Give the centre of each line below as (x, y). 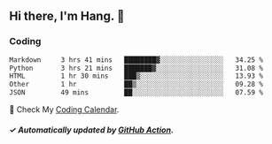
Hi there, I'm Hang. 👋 (67, 16)
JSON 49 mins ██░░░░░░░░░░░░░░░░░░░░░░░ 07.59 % (136, 93)
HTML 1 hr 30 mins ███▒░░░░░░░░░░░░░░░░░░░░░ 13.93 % (136, 76)
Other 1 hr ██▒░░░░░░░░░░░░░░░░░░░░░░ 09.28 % (136, 85)
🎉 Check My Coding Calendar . (64, 110)
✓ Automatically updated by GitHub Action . (92, 130)
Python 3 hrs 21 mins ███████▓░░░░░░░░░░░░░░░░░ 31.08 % (136, 68)
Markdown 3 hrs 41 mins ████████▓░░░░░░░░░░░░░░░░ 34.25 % (136, 60)
